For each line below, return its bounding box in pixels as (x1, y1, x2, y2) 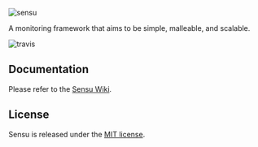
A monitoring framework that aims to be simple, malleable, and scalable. (8, 24, 251, 32)
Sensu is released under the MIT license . (8, 129, 146, 139)
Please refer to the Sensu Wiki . (8, 84, 112, 93)
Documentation (8, 63, 90, 76)
